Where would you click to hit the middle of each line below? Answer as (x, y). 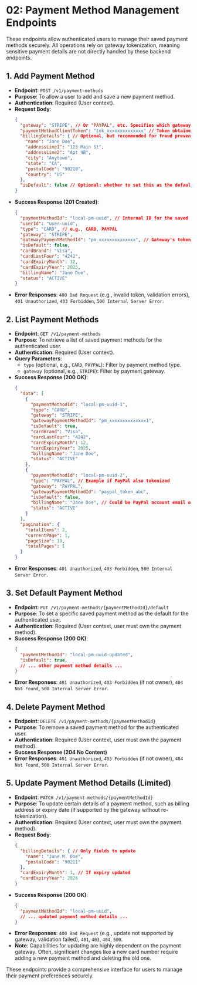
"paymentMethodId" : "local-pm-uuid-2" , (79, 475)
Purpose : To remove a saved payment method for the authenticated (97, 727)
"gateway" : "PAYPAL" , (57, 486)
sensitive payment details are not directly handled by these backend (89, 51)
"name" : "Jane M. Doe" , (54, 856)
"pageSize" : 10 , (45, 541)
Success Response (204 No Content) (61, 753)
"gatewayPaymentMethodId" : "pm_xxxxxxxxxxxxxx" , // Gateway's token (106, 240)
